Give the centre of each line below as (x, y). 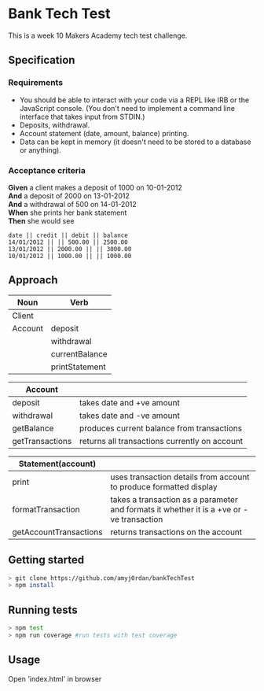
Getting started (46, 560)
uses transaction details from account (180, 477)
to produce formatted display (163, 486)
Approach (33, 280)
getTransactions (42, 441)
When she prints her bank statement (68, 212)
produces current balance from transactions (160, 428)
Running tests (43, 610)
